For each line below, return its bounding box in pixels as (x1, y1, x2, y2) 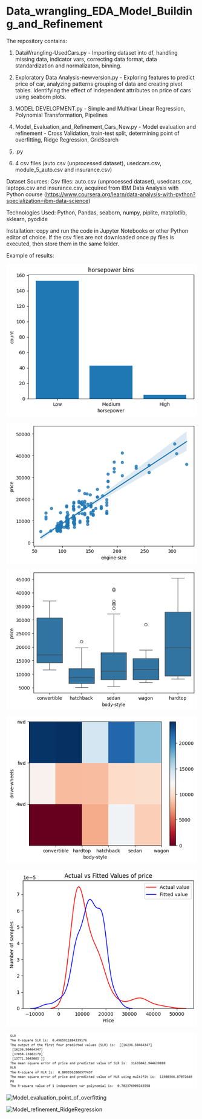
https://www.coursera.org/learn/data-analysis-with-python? (46, 190, 196, 198)
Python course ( (6, 190, 47, 198)
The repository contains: (6, 37, 68, 44)
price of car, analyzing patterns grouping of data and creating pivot (15, 80, 183, 87)
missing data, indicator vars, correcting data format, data (15, 55, 157, 63)
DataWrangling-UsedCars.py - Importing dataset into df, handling (15, 49, 178, 56)
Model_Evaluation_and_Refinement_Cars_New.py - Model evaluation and (15, 123, 197, 130)
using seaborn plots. (15, 93, 67, 100)
